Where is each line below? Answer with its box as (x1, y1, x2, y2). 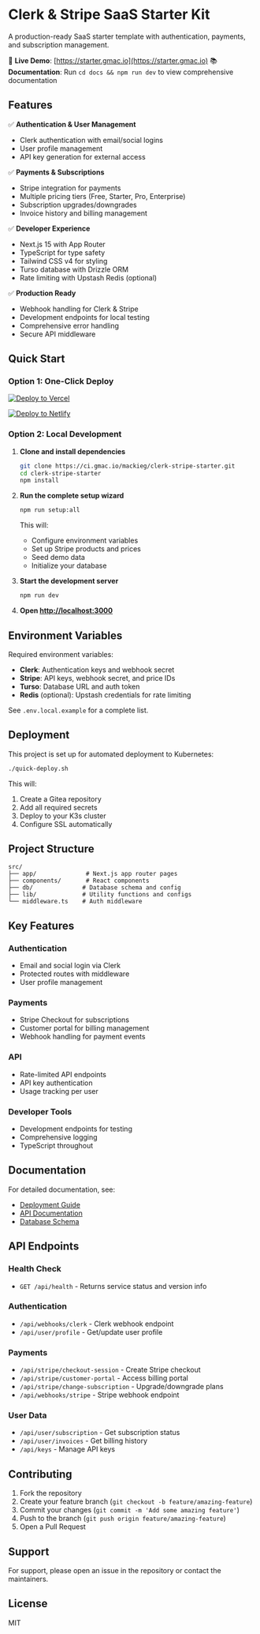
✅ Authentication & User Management (8, 119, 136, 129)
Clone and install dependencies (19, 446, 126, 456)
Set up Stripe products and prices (31, 544, 142, 554)
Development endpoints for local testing (19, 312, 150, 321)
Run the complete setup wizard (19, 491, 124, 501)
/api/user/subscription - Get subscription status (19, 1428, 180, 1437)
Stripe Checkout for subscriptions (19, 1015, 130, 1024)
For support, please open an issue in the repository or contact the (8, 1566, 222, 1576)
